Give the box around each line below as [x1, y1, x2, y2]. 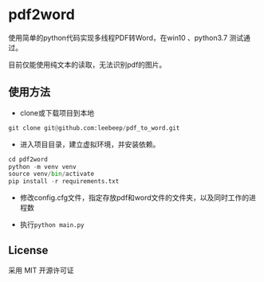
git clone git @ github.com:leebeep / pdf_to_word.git [8, 123, 180, 132]
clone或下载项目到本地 [19, 108, 95, 117]
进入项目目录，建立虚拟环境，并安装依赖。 [19, 139, 160, 149]
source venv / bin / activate [8, 170, 94, 178]
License [8, 243, 49, 257]
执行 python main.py [19, 220, 85, 229]
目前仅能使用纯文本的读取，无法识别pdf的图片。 [8, 60, 167, 69]
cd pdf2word [8, 155, 48, 163]
